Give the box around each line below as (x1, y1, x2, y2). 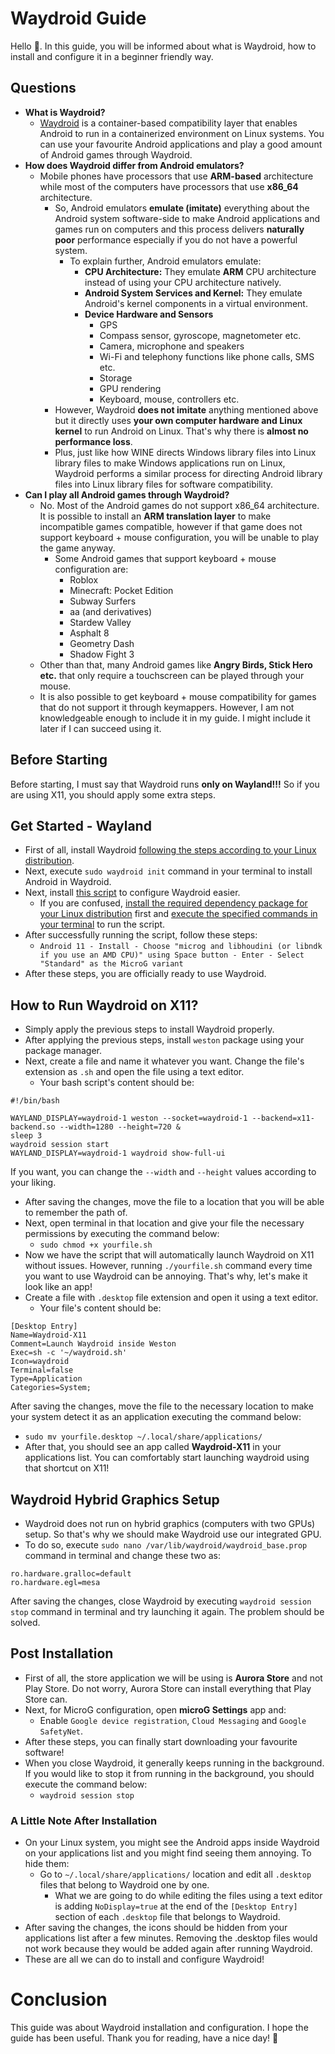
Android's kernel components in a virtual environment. (84, 297, 308, 309)
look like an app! (24, 1281, 93, 1293)
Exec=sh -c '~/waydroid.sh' (10, 1348, 128, 1358)
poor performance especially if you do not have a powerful (54, 233, 298, 246)
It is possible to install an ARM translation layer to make (39, 510, 272, 522)
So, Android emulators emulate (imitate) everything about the (54, 202, 310, 214)
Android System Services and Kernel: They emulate (84, 287, 303, 299)
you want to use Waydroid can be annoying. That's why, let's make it (24, 1270, 308, 1282)
